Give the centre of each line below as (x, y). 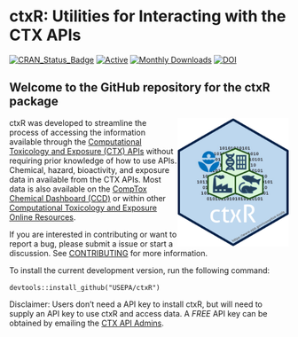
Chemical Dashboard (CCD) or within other (88, 198)
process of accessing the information (78, 132)
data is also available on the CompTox (78, 189)
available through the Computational (75, 141)
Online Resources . (43, 217)
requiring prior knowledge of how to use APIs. (93, 161)
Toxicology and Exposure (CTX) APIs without (91, 151)
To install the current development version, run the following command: (140, 270)
